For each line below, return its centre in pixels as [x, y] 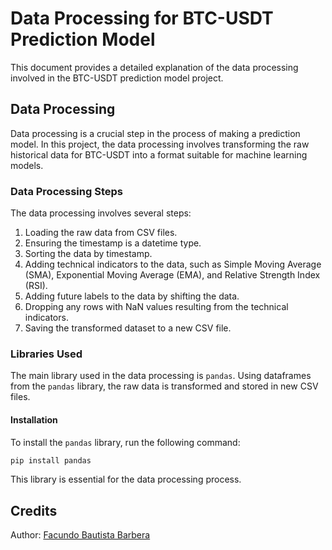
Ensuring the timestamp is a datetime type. [113, 243]
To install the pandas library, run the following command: [125, 442]
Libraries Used [46, 354]
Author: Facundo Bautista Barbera [80, 535]
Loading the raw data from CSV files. [101, 233]
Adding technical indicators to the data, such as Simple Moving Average [173, 264]
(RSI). [36, 286]
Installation [34, 419]
